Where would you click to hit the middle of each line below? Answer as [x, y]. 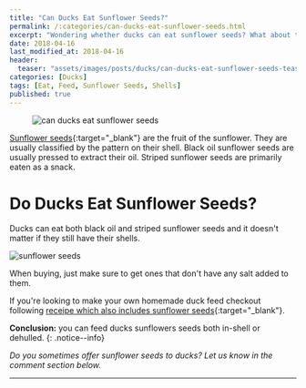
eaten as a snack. [42, 167]
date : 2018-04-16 [42, 43]
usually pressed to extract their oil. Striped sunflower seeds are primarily [146, 157]
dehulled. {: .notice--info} [57, 338]
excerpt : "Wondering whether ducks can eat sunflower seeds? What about [150, 35]
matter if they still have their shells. [75, 239]
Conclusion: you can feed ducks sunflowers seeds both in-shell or [135, 328]
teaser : [32, 69]
